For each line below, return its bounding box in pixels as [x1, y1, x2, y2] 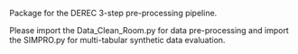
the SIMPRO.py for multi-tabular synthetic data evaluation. [9, 35, 226, 45]
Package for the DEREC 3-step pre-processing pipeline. [9, 8, 218, 18]
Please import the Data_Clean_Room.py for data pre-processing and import [9, 25, 289, 35]
